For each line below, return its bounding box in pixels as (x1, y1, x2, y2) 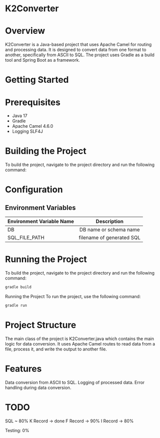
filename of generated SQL (79, 234, 140, 241)
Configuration (5, 184, 63, 195)
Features (5, 363, 42, 374)
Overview (5, 25, 45, 37)
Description (96, 218, 124, 225)
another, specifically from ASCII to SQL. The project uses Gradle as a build (5, 52, 155, 58)
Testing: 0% (5, 427, 29, 433)
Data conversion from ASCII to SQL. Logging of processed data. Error (5, 379, 145, 385)
